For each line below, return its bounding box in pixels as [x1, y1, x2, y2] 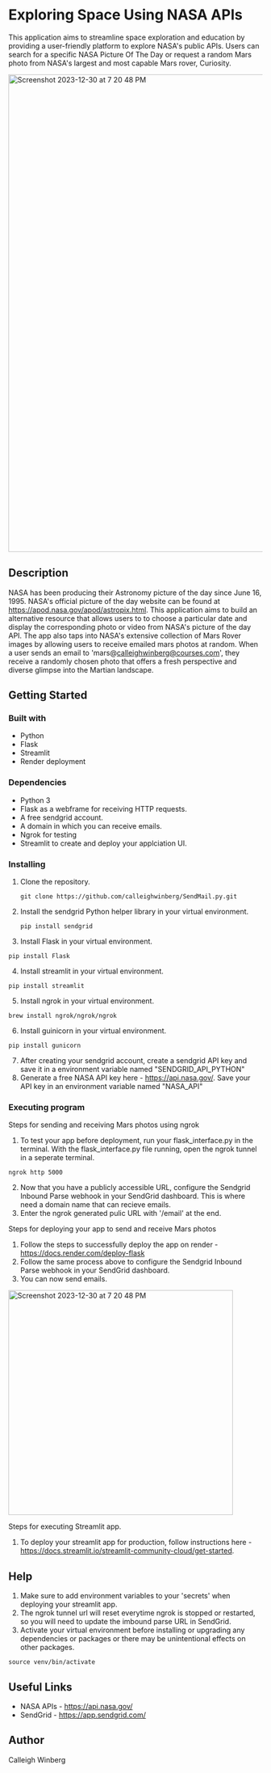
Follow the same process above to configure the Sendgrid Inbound [19, 1257, 242, 1267]
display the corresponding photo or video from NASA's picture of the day [8, 622, 252, 631]
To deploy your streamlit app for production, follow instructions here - [19, 1538, 252, 1547]
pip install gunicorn [8, 1041, 81, 1050]
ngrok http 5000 [8, 1168, 63, 1177]
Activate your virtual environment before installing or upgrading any [19, 1625, 245, 1635]
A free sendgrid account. [19, 813, 103, 822]
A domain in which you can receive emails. [19, 821, 163, 830]
